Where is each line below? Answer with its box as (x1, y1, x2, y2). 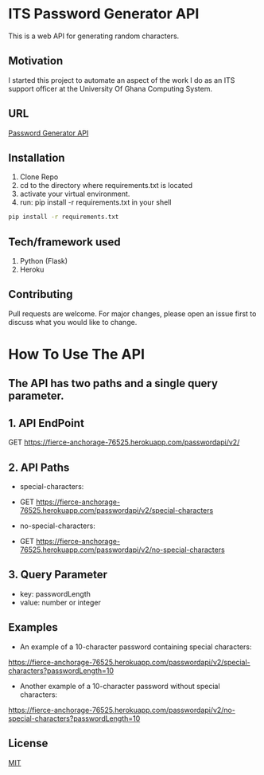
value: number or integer (19, 597, 101, 607)
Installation (8, 151, 65, 164)
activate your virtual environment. (19, 189, 130, 199)
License (8, 737, 49, 750)
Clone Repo (19, 172, 59, 182)
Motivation (8, 54, 64, 68)
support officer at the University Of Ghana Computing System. (8, 84, 213, 93)
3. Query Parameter (8, 568, 108, 581)
